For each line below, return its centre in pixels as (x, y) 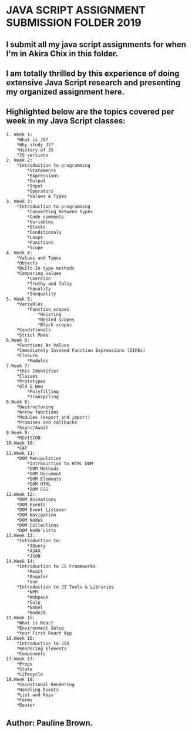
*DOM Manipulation (39, 458)
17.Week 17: (21, 659)
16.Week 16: (21, 638)
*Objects (27, 263)
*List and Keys (35, 695)
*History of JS (35, 150)
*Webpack (38, 597)
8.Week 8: (18, 402)
